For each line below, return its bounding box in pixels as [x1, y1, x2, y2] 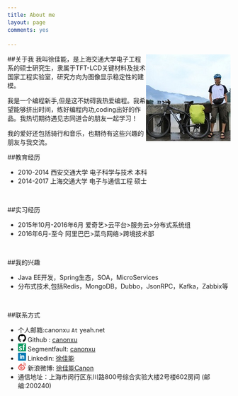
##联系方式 [7, 311, 40, 320]
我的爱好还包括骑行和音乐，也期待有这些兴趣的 [7, 129, 144, 138]
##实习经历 [7, 206, 40, 214]
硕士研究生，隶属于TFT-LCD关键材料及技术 [19, 64, 146, 72]
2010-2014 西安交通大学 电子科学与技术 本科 [17, 168, 147, 177]
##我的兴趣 [7, 258, 40, 267]
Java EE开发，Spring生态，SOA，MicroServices [17, 273, 159, 282]
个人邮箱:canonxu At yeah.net [17, 326, 105, 334]
